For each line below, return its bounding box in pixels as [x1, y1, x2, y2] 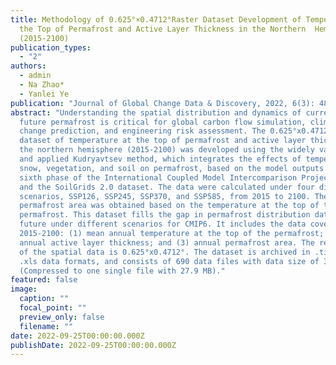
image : [10, 284, 38, 295]
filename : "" [19, 321, 74, 331]
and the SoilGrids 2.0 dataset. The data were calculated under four [19, 182, 315, 192]
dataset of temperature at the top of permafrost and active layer [19, 136, 307, 146]
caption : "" [19, 294, 70, 304]
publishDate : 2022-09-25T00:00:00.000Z [10, 340, 177, 350]
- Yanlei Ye [19, 89, 70, 99]
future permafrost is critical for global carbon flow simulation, [19, 117, 307, 127]
